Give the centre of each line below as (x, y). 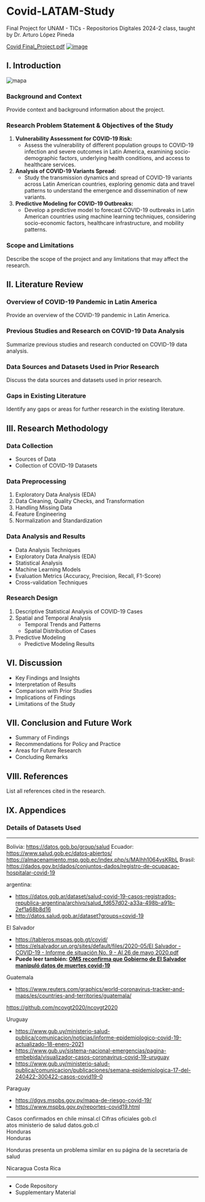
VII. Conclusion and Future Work (69, 723)
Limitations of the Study (45, 703)
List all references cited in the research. (56, 791)
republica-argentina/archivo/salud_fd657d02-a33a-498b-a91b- (95, 903)
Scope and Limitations (40, 246)
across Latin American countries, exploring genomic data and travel (110, 184)
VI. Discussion (34, 663)
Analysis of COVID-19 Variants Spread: (66, 171)
